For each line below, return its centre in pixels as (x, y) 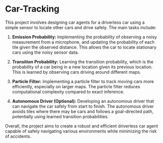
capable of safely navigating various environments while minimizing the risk (81, 131)
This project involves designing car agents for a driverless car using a (75, 22)
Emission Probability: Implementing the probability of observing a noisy (84, 37)
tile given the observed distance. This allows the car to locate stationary (84, 47)
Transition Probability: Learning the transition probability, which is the (83, 62)
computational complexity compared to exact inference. (68, 92)
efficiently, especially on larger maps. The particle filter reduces (76, 86)
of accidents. (18, 136)
